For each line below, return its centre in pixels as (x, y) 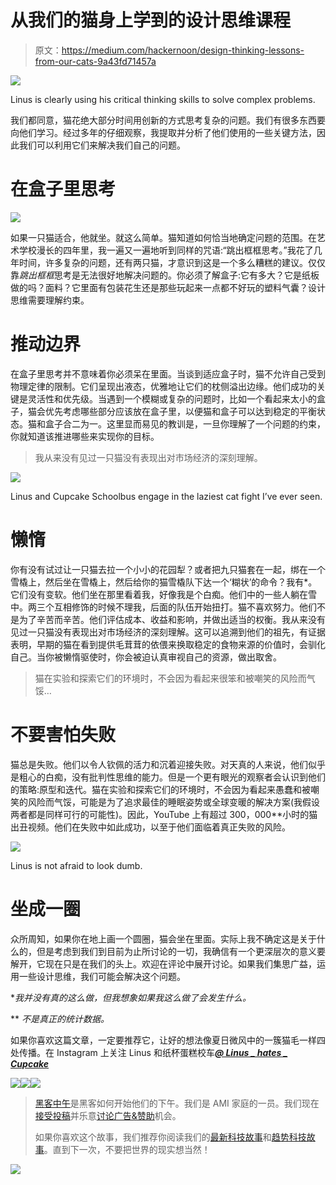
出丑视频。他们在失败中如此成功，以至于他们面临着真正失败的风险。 (150, 827)
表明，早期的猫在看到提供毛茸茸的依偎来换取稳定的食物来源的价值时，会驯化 (168, 644)
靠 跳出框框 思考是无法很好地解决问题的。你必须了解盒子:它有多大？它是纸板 (165, 275)
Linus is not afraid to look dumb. (76, 865)
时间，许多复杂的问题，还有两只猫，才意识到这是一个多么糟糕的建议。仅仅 (172, 262)
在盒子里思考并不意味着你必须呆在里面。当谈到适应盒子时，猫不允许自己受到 (168, 373)
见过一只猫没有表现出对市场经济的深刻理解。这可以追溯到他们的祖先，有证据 (168, 632)
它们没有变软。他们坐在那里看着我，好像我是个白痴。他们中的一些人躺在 (159, 594)
